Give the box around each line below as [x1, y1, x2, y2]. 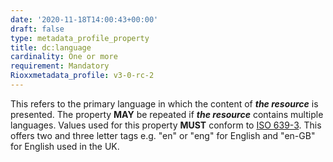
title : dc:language [10, 42, 92, 53]
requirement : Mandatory [10, 61, 110, 71]
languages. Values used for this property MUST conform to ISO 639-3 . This [10, 119, 322, 131]
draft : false [10, 24, 65, 34]
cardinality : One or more [10, 52, 118, 62]
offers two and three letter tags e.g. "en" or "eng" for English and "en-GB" [10, 129, 316, 141]
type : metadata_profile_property [10, 33, 150, 43]
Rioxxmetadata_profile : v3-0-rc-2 [10, 71, 155, 81]
